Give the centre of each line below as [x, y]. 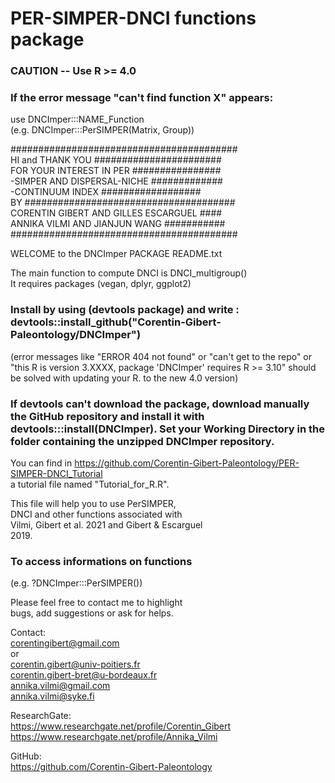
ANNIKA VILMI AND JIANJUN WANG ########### [118, 224]
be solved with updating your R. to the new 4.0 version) [124, 378]
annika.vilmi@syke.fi [52, 696]
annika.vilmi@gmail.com [60, 686]
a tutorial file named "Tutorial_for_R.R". [90, 484]
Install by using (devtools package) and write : [125, 310]
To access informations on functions [101, 561]
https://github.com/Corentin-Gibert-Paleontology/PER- [187, 463]
